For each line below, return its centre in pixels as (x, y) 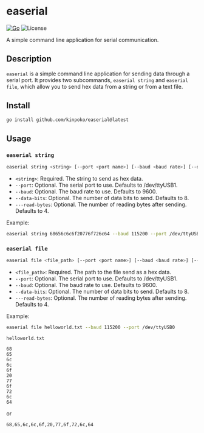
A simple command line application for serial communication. (83, 40)
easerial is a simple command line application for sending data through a (98, 74)
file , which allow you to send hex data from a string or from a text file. (95, 86)
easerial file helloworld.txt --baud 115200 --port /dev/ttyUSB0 (90, 327)
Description (29, 59)
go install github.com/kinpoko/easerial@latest (68, 120)
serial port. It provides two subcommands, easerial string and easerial (97, 80)
